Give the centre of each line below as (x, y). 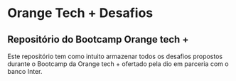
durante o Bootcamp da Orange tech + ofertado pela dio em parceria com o (118, 64)
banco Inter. (25, 71)
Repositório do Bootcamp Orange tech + (98, 39)
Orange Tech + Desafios (80, 13)
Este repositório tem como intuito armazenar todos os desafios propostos (115, 56)
